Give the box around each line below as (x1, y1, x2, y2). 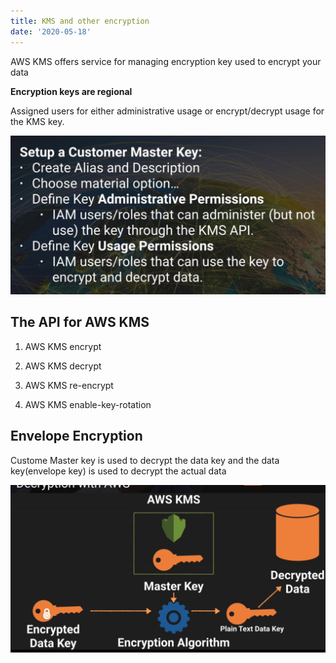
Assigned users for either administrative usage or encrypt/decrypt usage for (10, 105, 325, 117)
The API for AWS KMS (10, 314, 150, 331)
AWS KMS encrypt (24, 340, 102, 352)
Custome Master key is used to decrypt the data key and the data (10, 454, 280, 466)
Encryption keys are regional (10, 85, 133, 97)
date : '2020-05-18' (10, 26, 92, 37)
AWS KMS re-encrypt (24, 379, 114, 391)
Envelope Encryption (10, 428, 143, 445)
